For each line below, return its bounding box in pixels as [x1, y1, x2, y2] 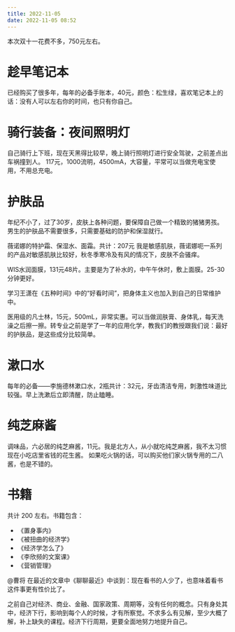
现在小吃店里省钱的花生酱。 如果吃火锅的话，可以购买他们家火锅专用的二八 [7, 451, 224, 460]
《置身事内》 [17, 526, 55, 535]
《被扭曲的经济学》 [17, 535, 73, 544]
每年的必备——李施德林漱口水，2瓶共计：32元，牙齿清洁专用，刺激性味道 [7, 382, 221, 390]
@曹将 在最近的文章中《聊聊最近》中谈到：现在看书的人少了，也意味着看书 [7, 576, 224, 585]
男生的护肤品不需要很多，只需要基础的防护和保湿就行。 [7, 227, 166, 235]
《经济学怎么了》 [17, 544, 67, 552]
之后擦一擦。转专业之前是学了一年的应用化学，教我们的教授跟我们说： [13, 322, 215, 330]
